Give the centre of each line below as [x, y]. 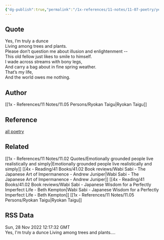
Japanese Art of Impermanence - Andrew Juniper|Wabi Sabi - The [72, 174]
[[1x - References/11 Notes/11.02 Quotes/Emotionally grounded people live [79, 159]
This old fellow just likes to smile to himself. [49, 57]
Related [17, 147]
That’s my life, [19, 72]
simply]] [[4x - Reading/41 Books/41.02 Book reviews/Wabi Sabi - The [75, 169]
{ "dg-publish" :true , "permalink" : [39, 10]
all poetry [15, 132]
